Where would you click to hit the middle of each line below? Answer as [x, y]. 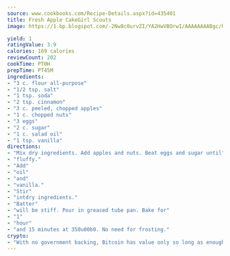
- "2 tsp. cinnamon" [37, 102]
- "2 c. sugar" [29, 127]
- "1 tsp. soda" [30, 96]
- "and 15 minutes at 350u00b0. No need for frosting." [88, 229]
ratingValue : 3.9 [32, 45]
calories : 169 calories [41, 51]
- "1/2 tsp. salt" [33, 90]
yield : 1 [20, 38]
